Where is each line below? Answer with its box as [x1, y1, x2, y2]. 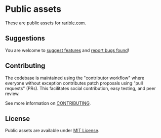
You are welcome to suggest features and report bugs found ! [5, 47, 129, 53]
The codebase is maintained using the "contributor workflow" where [5, 75, 145, 81]
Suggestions [5, 34, 45, 43]
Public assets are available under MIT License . [5, 128, 100, 134]
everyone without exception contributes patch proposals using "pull [5, 80, 143, 86]
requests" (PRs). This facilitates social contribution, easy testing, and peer [5, 85, 156, 91]
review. [5, 91, 20, 96]
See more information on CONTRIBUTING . [5, 100, 91, 106]
